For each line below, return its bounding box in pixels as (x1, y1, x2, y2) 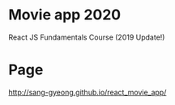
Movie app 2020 (8, 6, 122, 24)
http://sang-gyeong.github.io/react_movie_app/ (8, 87, 167, 97)
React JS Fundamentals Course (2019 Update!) (8, 32, 165, 42)
